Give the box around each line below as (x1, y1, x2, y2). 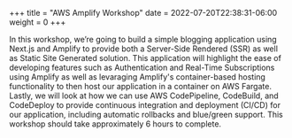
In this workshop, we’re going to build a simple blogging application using (9, 34, 277, 44)
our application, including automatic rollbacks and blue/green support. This (9, 110, 283, 119)
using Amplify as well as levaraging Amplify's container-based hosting (9, 72, 265, 82)
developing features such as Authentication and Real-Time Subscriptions (9, 62, 275, 73)
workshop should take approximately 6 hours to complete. (9, 119, 222, 129)
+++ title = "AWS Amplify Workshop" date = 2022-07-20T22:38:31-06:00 (9, 8, 278, 18)
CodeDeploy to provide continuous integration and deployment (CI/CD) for (9, 100, 281, 110)
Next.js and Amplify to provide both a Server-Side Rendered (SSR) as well (9, 43, 279, 54)
